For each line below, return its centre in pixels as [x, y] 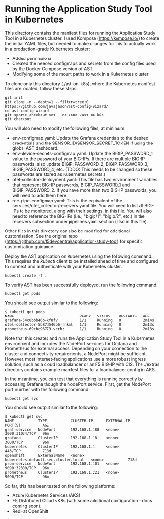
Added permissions [32, 58]
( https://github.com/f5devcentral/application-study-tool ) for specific [74, 241]
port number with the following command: [47, 389]
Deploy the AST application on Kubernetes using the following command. [79, 256]
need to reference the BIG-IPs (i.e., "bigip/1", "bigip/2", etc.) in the [79, 216]
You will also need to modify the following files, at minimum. [65, 128]
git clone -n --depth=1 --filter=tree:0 [47, 102]
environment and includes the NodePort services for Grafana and [71, 343]
